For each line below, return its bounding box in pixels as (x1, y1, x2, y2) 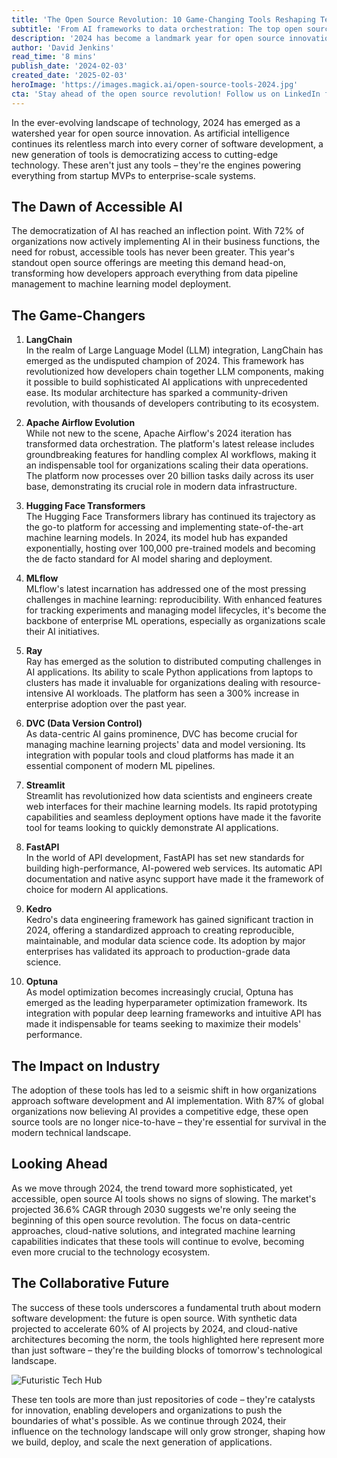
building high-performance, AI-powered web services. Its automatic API (25, 862, 323, 875)
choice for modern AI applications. (25, 884, 169, 896)
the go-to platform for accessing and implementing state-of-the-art (25, 521, 304, 533)
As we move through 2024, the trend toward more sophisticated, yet (11, 1182, 293, 1194)
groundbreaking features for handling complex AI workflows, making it (25, 449, 317, 461)
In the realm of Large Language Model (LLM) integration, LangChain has (25, 344, 324, 356)
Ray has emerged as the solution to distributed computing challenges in (25, 656, 322, 668)
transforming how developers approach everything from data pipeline (11, 267, 299, 280)
